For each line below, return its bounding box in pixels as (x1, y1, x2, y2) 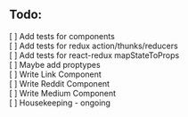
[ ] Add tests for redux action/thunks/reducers (9, 40, 178, 51)
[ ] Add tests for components (9, 30, 116, 41)
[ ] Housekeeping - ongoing (9, 97, 111, 108)
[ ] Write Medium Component (9, 88, 117, 98)
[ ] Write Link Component (9, 69, 102, 79)
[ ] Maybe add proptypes (9, 59, 101, 70)
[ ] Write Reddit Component (9, 78, 110, 88)
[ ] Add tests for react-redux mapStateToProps (9, 49, 180, 61)
